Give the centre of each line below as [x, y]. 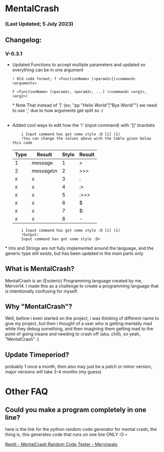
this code [22, 143]
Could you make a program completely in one [76, 409]
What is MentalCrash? [40, 269]
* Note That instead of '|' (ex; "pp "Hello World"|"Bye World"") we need [84, 105]
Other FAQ [27, 392]
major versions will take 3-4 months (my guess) [53, 372]
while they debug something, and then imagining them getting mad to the [79, 329]
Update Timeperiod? [37, 355]
